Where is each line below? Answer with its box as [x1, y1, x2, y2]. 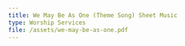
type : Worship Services [8, 19, 87, 27]
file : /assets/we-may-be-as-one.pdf [8, 26, 128, 34]
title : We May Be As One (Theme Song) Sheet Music [8, 11, 178, 19]
